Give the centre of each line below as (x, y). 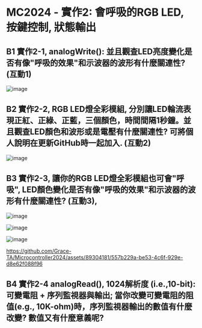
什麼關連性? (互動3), (60, 201)
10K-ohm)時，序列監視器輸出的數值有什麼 (114, 307)
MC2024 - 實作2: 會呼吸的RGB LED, (95, 12)
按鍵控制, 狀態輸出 (51, 27)
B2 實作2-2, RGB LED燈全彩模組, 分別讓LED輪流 (95, 109)
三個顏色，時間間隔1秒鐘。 (134, 121)
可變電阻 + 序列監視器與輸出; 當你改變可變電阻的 (96, 296)
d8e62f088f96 (25, 264)
